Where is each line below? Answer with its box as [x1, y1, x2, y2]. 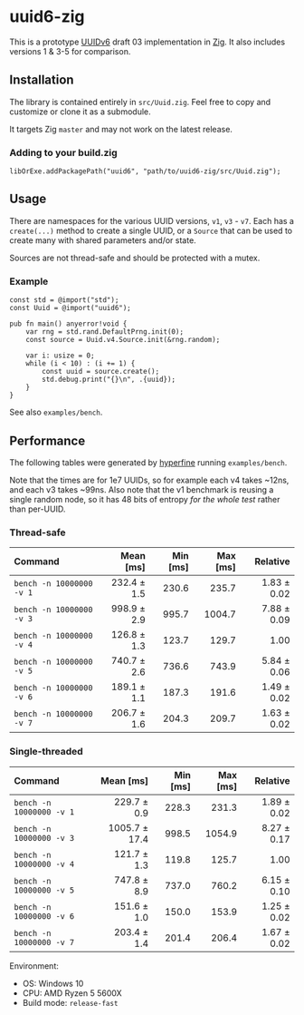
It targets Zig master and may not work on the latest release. [9, 123, 233, 134]
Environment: [9, 960, 59, 971]
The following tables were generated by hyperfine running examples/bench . [9, 456, 288, 468]
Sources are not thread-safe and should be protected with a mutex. [9, 252, 261, 263]
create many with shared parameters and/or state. [9, 234, 196, 246]
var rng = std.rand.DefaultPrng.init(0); [25, 327, 184, 337]
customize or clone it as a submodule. [9, 106, 151, 117]
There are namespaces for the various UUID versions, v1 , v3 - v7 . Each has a [9, 215, 294, 226]
